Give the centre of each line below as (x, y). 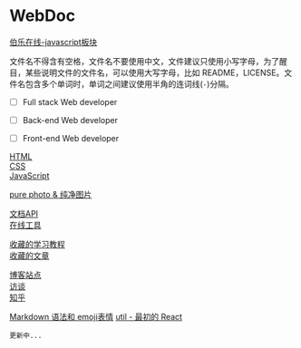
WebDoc (42, 16)
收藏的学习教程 (37, 245)
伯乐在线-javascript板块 (53, 42)
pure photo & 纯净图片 (51, 195)
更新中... (26, 336)
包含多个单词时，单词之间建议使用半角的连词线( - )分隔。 (129, 83)
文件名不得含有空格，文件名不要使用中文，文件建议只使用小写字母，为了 (144, 61)
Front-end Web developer (71, 139)
